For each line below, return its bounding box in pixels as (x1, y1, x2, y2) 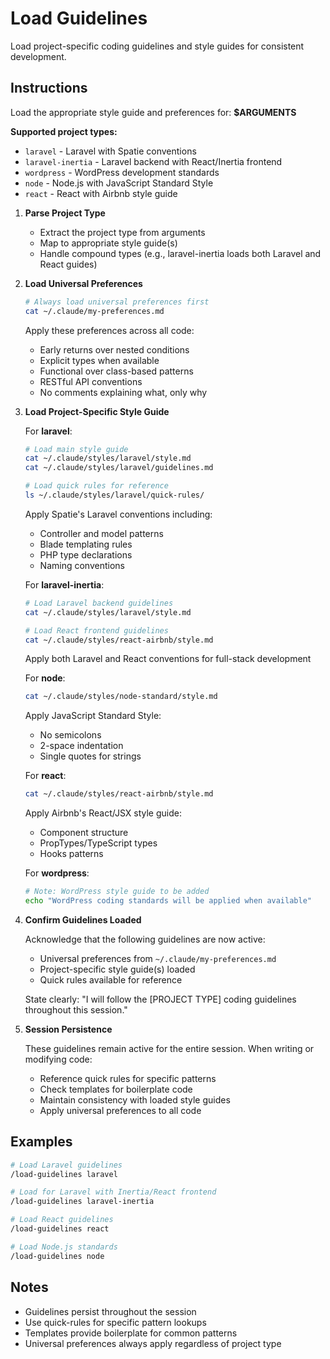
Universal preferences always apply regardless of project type (24, 1337, 282, 1349)
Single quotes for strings (39, 750, 142, 762)
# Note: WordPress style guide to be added (24, 887, 210, 897)
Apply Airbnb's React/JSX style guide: (24, 807, 182, 819)
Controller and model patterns (39, 527, 164, 539)
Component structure (39, 827, 129, 839)
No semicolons (39, 729, 102, 741)
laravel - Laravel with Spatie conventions (24, 145, 197, 157)
